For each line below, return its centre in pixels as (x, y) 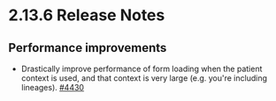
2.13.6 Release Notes (87, 15)
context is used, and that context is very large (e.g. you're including (144, 78)
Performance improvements (88, 48)
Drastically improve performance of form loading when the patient (142, 69)
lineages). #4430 (53, 87)
